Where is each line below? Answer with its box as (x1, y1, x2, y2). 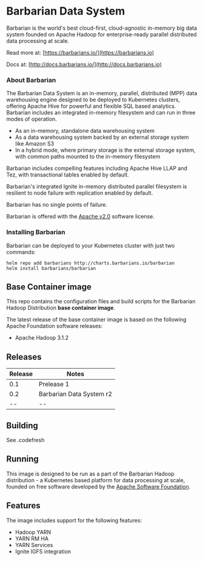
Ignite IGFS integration (15, 548, 72, 555)
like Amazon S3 (15, 140, 55, 147)
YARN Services (15, 541, 53, 548)
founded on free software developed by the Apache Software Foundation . (6, 483, 191, 490)
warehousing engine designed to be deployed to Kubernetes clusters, (6, 96, 181, 104)
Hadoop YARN (15, 528, 52, 536)
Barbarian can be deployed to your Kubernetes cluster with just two (6, 241, 175, 249)
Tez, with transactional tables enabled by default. (6, 171, 129, 178)
